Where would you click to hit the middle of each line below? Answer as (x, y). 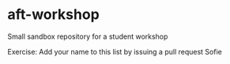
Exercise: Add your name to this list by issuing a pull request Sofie (115, 51)
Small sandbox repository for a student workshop (88, 36)
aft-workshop (53, 15)
